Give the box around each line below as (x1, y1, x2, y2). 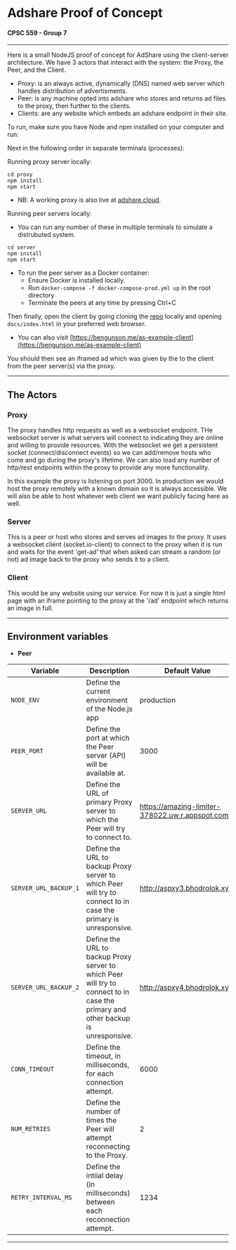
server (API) (86, 751, 126, 761)
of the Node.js (86, 704, 133, 714)
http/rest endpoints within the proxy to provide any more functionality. (7, 463, 210, 472)
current (86, 687, 111, 697)
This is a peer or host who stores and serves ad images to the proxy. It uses (7, 533, 227, 541)
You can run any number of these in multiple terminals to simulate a (17, 223, 213, 231)
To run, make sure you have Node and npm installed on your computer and (7, 123, 224, 131)
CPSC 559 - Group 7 (7, 28, 67, 37)
